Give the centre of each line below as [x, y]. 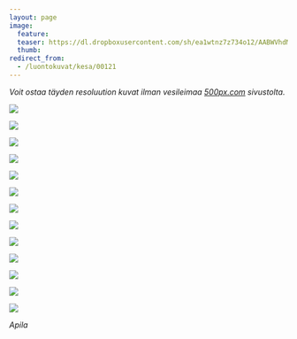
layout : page [33, 17]
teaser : [31, 42]
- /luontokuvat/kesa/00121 [67, 67]
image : [21, 26]
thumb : [29, 50]
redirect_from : [37, 58]
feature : [33, 34]
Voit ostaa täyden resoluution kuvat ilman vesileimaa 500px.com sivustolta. [147, 92]
